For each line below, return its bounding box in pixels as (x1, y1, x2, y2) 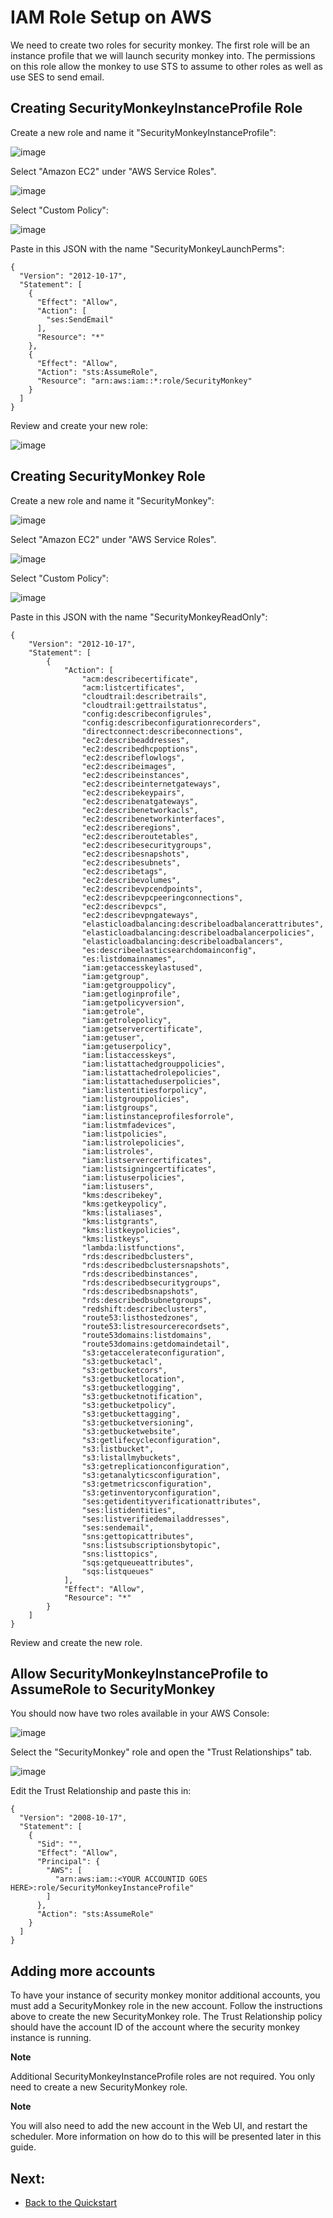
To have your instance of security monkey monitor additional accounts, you (10, 1989, 321, 2001)
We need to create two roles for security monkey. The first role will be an (10, 39, 310, 51)
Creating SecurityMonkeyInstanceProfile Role (10, 100, 303, 117)
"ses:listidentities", (81, 1505, 177, 1515)
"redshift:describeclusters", (81, 1304, 208, 1314)
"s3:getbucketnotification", (81, 1391, 203, 1401)
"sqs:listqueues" (81, 1566, 155, 1576)
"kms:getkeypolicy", (81, 1199, 168, 1209)
